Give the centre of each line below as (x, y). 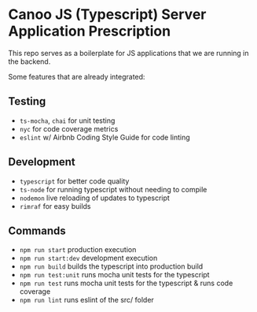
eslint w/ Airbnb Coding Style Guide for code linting (105, 137)
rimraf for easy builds (55, 206)
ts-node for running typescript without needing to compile (113, 189)
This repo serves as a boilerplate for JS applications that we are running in (128, 53)
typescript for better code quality (74, 181)
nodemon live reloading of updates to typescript (95, 198)
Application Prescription (90, 31)
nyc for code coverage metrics (69, 128)
